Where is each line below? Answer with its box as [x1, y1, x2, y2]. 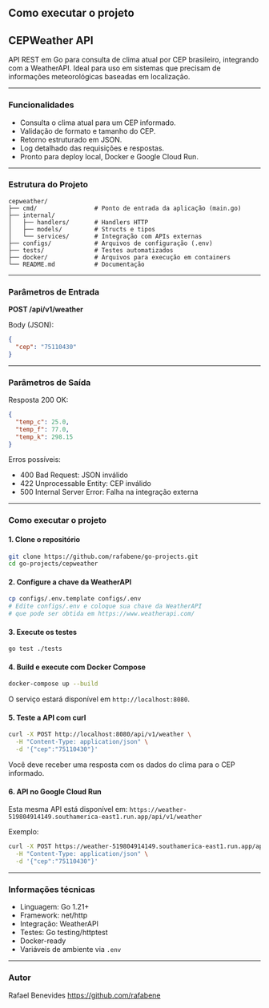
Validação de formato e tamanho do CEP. [19, 126, 156, 135]
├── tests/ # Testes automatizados [8, 246, 174, 255]
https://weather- [129, 806, 187, 814]
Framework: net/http [19, 910, 88, 920]
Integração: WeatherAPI [19, 919, 98, 929]
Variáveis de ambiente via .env [19, 945, 122, 954]
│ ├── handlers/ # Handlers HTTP [8, 218, 149, 227]
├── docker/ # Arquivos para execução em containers [8, 253, 231, 261]
